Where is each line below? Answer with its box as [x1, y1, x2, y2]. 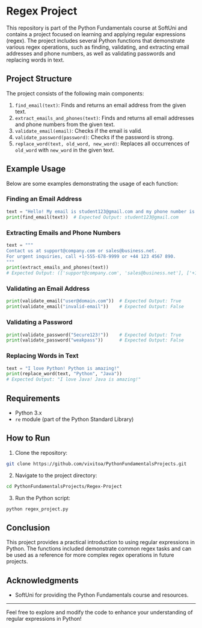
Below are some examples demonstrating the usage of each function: [6, 180, 179, 187]
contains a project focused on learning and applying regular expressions [6, 30, 186, 37]
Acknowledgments [6, 575, 79, 586]
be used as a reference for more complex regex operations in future [6, 551, 174, 559]
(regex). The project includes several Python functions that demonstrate [6, 37, 185, 44]
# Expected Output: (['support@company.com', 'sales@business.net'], [6, 270, 185, 276]
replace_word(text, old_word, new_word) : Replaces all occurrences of [14, 140, 190, 147]
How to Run [6, 433, 50, 443]
